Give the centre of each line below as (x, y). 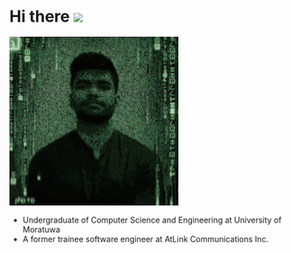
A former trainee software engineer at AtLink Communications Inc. (145, 239)
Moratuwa (41, 229)
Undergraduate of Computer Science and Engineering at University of (152, 220)
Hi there (40, 17)
